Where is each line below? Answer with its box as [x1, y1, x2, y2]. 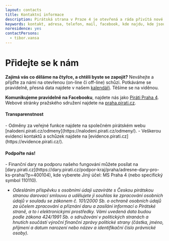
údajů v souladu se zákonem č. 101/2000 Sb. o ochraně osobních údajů [12, 198, 161, 204]
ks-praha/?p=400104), [5, 172, 52, 178]
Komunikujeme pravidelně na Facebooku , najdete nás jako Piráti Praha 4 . [5, 94, 159, 100]
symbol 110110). [5, 177, 38, 184]
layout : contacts [5, 7, 42, 13]
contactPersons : [5, 31, 39, 36]
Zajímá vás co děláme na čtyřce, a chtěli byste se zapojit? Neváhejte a [5, 74, 154, 80]
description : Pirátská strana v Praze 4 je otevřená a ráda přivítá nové [5, 17, 163, 22]
